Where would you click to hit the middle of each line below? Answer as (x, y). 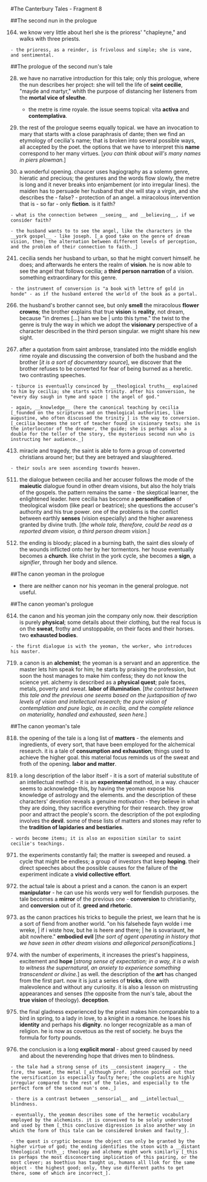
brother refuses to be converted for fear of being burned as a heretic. (106, 369)
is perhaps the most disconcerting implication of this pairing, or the (104, 1157)
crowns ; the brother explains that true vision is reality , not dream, (102, 312)
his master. (25, 652)
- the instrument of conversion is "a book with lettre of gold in (97, 289)
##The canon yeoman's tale (46, 726)
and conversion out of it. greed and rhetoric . (76, 905)
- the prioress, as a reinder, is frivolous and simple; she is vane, (101, 50)
